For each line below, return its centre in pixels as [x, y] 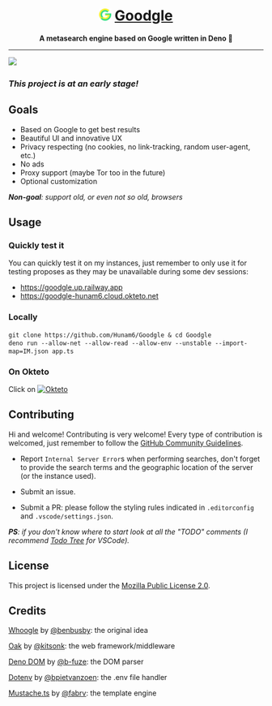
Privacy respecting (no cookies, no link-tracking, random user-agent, [135, 146]
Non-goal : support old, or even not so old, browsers [96, 196]
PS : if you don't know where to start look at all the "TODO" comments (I [128, 532]
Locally [23, 317]
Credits [28, 611]
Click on [22, 389]
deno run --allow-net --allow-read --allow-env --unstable [110, 343]
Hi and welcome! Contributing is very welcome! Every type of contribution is [136, 434]
